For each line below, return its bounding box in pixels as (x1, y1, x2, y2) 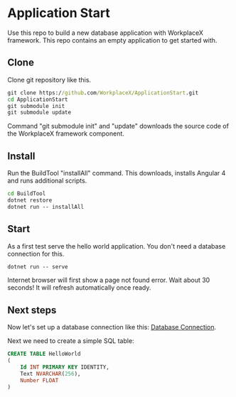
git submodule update (7, 109, 72, 116)
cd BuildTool (7, 190, 46, 197)
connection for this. (7, 249, 65, 258)
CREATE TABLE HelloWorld (7, 350, 81, 358)
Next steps (7, 304, 57, 316)
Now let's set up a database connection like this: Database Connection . (7, 323, 217, 332)
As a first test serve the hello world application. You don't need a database (7, 241, 226, 250)
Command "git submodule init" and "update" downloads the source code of (7, 122, 230, 131)
